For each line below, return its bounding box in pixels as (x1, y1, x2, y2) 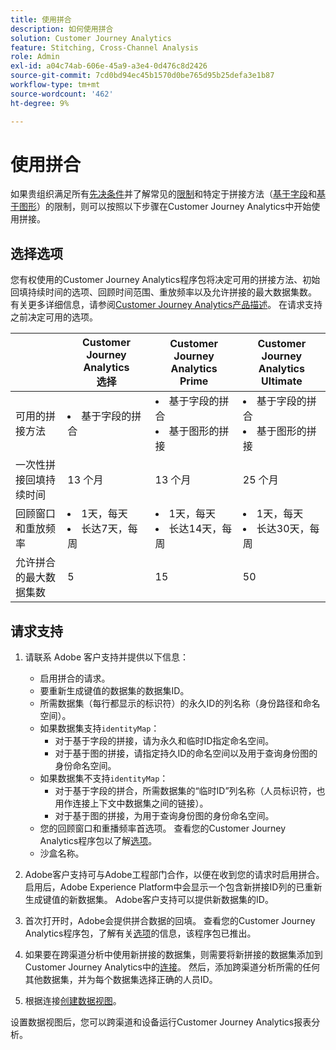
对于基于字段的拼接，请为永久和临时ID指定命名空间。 (54, 735, 275, 747)
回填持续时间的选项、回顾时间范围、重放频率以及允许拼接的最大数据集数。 (10, 286, 317, 298)
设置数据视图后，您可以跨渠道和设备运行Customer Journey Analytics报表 (10, 1016, 312, 1028)
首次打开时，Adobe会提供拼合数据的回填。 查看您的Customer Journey (24, 915, 316, 927)
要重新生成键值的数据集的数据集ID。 (39, 685, 190, 697)
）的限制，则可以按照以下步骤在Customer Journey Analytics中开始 (36, 201, 312, 213)
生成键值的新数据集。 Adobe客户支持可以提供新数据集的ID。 (24, 894, 274, 906)
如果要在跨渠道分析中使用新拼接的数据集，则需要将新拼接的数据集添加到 (24, 949, 323, 961)
